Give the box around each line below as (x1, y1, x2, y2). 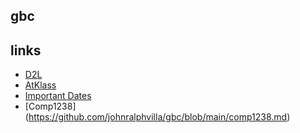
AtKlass (24, 79, 57, 91)
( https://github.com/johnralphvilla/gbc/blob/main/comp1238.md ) (24, 111, 291, 123)
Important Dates (24, 90, 92, 102)
